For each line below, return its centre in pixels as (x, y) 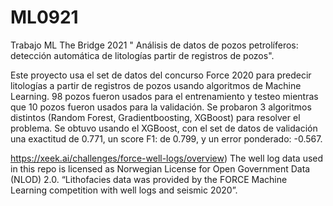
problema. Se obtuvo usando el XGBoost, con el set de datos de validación (164, 128)
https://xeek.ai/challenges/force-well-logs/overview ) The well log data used (167, 158)
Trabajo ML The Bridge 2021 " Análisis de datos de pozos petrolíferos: (154, 45)
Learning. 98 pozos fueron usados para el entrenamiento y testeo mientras (164, 96)
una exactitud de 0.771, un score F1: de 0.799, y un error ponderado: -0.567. (166, 138)
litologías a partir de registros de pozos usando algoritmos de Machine (156, 85)
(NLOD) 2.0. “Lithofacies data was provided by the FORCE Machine (149, 179)
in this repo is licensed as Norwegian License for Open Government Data (160, 168)
